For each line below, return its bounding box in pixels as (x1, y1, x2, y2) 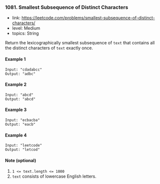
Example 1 (5, 56, 26, 62)
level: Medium (12, 25, 40, 31)
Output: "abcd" (5, 96, 36, 101)
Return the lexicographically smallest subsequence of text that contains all (5, 40, 155, 46)
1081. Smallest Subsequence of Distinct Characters (5, 4, 128, 11)
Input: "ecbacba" (5, 117, 40, 123)
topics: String (12, 31, 39, 37)
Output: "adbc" (5, 71, 36, 76)
